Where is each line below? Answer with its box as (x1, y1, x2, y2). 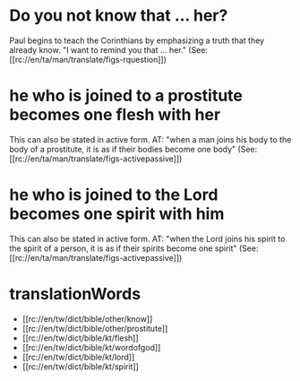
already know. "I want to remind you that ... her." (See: (9, 44, 209, 55)
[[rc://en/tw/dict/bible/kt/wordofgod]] (21, 342, 161, 352)
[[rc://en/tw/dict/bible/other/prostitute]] (21, 323, 168, 333)
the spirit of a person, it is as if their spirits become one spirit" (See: (9, 243, 259, 254)
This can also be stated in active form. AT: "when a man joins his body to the (9, 134, 292, 144)
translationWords (9, 284, 141, 304)
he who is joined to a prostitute (9, 86, 244, 106)
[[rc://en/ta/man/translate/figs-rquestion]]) (9, 54, 167, 65)
